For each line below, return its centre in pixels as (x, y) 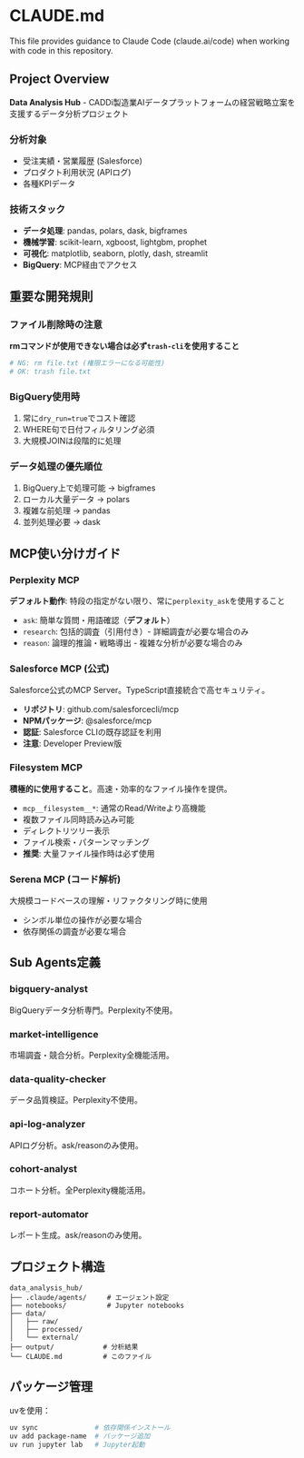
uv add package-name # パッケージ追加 (80, 1436)
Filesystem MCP (46, 768)
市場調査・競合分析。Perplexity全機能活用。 (92, 1055)
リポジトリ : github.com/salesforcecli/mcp (101, 709)
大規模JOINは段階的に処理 (72, 441)
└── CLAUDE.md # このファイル (81, 1356)
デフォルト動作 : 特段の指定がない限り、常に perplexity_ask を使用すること (147, 601)
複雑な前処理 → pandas (66, 511)
